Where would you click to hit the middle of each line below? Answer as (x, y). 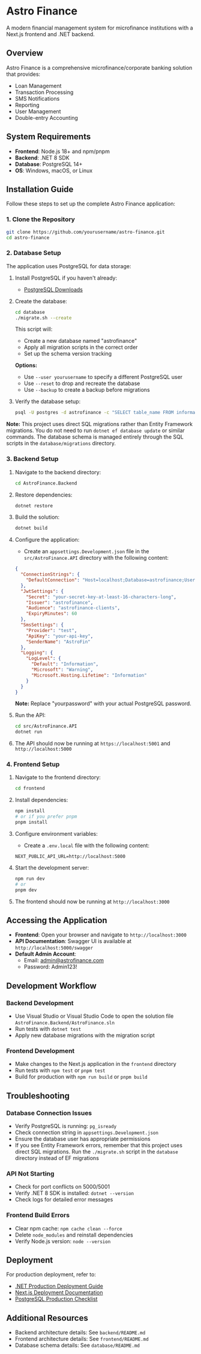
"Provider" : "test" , (52, 630)
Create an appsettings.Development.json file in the (86, 551)
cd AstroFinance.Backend (46, 483)
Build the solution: (37, 517)
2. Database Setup (34, 253)
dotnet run (28, 732)
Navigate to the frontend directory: (58, 777)
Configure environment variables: (56, 833)
